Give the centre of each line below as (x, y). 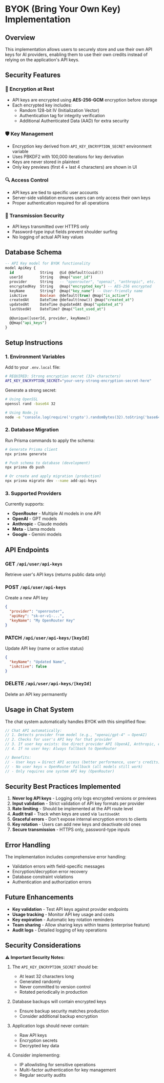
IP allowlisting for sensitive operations (58, 1064)
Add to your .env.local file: (33, 367)
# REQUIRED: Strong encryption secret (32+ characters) (63, 376)
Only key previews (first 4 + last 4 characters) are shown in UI (74, 167)
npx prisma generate (26, 454)
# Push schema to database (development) (48, 463)
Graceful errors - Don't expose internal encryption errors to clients (80, 819)
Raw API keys (33, 1035)
